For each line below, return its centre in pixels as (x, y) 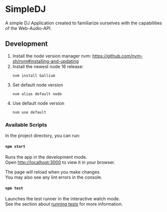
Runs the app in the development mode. (46, 157)
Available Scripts (26, 124)
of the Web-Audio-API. (28, 28)
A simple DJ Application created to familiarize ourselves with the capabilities (83, 23)
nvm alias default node (37, 94)
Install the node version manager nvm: (52, 56)
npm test (14, 188)
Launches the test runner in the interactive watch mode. (63, 199)
